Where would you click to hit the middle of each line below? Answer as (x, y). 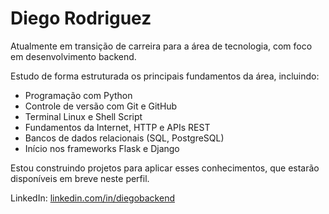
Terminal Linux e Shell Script (83, 116)
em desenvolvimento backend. (73, 56)
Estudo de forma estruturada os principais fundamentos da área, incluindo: (165, 76)
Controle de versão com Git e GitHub (101, 106)
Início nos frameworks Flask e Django (102, 148)
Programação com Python (78, 95)
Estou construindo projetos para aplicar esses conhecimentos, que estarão (165, 168)
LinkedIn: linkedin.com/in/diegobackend (92, 198)
